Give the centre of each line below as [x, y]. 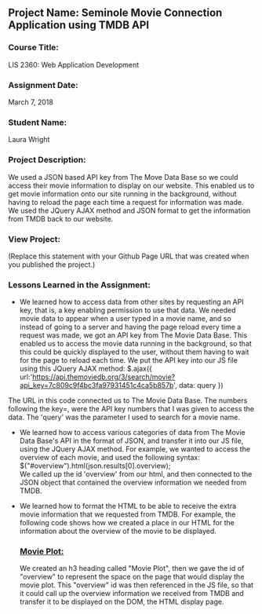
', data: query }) [198, 386]
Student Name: [38, 122]
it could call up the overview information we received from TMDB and [132, 594]
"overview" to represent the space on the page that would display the [132, 577]
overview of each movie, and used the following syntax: [109, 458]
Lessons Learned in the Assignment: [80, 284]
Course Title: [33, 48]
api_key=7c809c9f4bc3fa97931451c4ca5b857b [96, 386]
